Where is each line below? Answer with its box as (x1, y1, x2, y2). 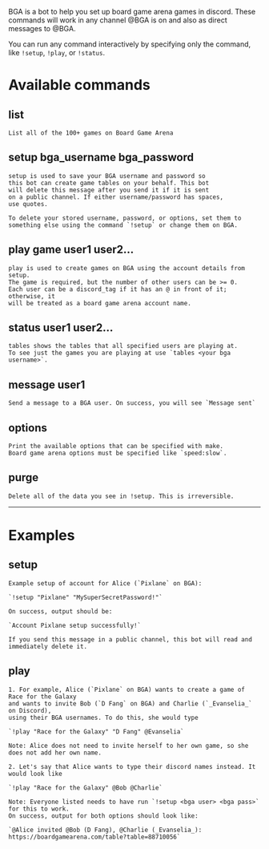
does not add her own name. (8, 749, 102, 757)
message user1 (8, 378, 86, 391)
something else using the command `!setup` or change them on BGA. (8, 220, 239, 229)
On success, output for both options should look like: (8, 811, 199, 820)
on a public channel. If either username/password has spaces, (8, 192, 224, 201)
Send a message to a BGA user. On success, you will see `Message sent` (8, 399, 256, 407)
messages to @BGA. (8, 24, 76, 33)
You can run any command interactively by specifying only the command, (8, 39, 251, 49)
